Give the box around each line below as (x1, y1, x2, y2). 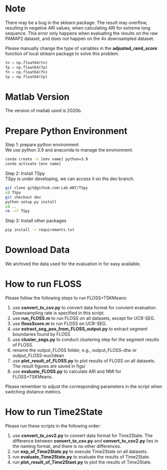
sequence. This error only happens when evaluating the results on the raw (5, 30, 158, 36)
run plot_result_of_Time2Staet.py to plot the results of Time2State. (12, 459, 152, 465)
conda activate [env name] (5, 161, 61, 167)
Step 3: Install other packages (5, 218, 67, 224)
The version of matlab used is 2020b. (5, 108, 82, 114)
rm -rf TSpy (5, 209, 30, 214)
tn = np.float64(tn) (5, 60, 48, 65)
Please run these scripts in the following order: (5, 423, 101, 428)
